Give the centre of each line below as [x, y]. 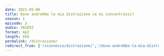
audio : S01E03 [20, 28]
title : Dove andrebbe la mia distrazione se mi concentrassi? [70, 14]
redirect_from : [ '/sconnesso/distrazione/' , [51, 46]
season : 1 [15, 19]
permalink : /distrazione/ [31, 41]
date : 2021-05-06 [23, 9]
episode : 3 [16, 23]
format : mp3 [17, 32]
